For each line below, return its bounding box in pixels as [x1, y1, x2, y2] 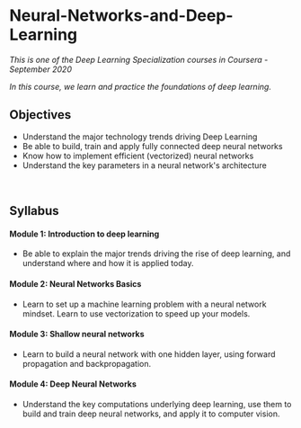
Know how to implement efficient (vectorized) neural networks [22, 150, 254, 161]
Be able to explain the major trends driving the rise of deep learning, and [22, 248, 291, 259]
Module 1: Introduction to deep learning [9, 228, 160, 239]
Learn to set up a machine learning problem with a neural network [22, 299, 267, 309]
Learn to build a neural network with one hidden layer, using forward [22, 348, 276, 360]
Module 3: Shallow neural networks [9, 329, 146, 340]
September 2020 [9, 64, 72, 75]
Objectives [9, 107, 72, 122]
